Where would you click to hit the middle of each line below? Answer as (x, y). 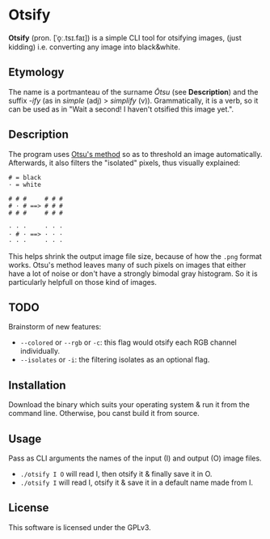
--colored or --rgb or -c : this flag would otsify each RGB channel (128, 342)
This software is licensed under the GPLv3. (80, 527)
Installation (37, 385)
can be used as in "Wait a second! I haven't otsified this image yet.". (121, 109)
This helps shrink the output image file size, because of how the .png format (135, 256)
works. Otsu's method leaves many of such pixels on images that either (127, 265)
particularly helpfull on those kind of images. (83, 282)
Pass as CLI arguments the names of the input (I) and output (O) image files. (135, 458)
